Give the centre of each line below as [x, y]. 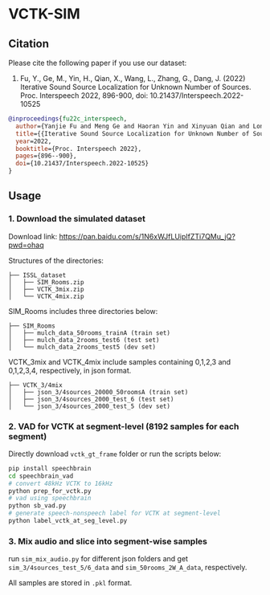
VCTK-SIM [44, 14]
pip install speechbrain [50, 468]
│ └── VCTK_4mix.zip [46, 296]
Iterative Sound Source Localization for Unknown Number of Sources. [135, 87]
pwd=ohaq [26, 245]
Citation [29, 44]
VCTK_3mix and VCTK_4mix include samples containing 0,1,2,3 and [120, 361]
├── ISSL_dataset [37, 275]
